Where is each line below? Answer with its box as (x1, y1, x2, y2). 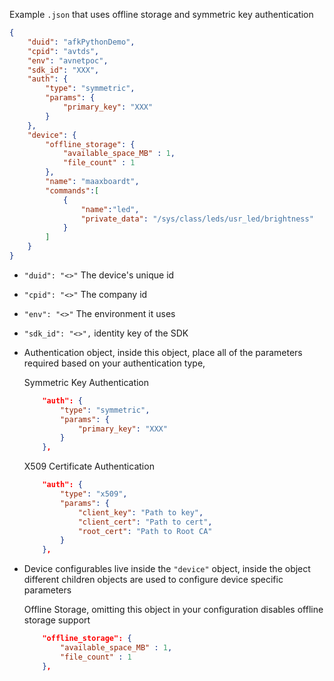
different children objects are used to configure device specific (23, 574, 284, 586)
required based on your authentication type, (23, 357, 206, 369)
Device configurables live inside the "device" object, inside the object (23, 563, 311, 575)
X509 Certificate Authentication (23, 460, 155, 473)
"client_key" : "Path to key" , (77, 507, 204, 518)
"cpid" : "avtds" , (27, 46, 100, 56)
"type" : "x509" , (60, 489, 128, 499)
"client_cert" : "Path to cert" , (77, 517, 213, 527)
